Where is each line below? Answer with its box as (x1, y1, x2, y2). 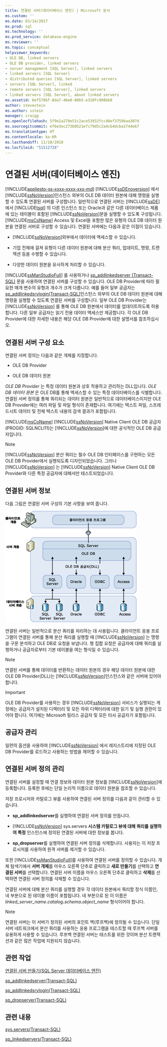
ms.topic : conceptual (5, 45, 50, 50)
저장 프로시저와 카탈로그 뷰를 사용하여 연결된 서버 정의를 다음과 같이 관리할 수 (5, 795, 156, 801)
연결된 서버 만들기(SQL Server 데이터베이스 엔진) (5, 968, 101, 974)
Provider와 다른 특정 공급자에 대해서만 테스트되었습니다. (5, 470, 115, 476)
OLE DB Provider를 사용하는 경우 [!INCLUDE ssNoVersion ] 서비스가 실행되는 (5, 699, 156, 705)
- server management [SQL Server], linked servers (5, 66, 113, 71)
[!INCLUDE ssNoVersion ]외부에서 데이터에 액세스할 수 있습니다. (12, 234, 137, 240)
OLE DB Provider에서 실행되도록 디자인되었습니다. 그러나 (5, 458, 117, 464)
